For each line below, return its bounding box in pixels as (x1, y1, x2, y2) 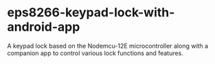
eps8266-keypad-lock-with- (7, 5, 175, 20)
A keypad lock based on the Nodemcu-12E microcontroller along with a (7, 42, 208, 50)
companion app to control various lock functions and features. (7, 49, 183, 57)
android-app (7, 19, 80, 35)
